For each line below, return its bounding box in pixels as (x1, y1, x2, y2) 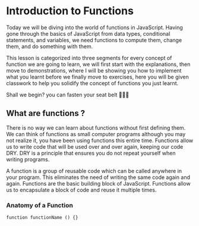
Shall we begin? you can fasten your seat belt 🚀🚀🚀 (6, 91, 129, 98)
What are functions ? (6, 108, 86, 118)
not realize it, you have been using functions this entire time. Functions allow (6, 137, 194, 144)
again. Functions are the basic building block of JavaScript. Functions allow (6, 180, 191, 187)
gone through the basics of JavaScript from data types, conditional (6, 30, 170, 37)
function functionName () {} (6, 215, 78, 221)
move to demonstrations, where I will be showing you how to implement (6, 67, 182, 74)
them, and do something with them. (6, 43, 93, 50)
